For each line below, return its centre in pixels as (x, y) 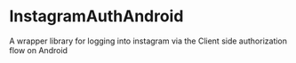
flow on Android (39, 50)
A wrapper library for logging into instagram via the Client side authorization (148, 41)
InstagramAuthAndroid (96, 16)
